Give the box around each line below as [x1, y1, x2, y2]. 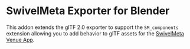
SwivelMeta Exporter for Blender [6, 4, 170, 18]
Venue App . [6, 36, 35, 43]
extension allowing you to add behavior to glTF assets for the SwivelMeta [6, 30, 185, 37]
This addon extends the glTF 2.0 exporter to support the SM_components [6, 24, 179, 31]
